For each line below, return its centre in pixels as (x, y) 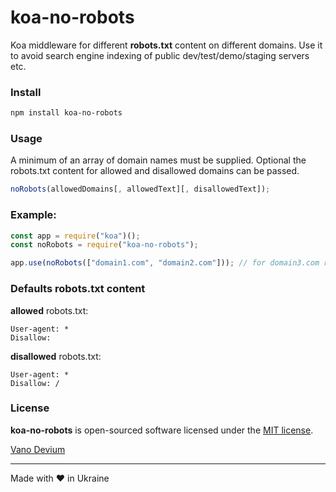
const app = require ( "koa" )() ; (75, 236)
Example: (33, 215)
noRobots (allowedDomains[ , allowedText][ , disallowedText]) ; (140, 189)
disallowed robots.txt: (56, 356)
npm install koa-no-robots (66, 113)
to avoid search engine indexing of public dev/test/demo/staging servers (160, 55)
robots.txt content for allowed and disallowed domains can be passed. (155, 171)
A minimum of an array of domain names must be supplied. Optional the (158, 160)
